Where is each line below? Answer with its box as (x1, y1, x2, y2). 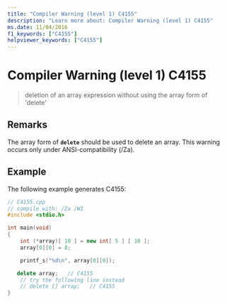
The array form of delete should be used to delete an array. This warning (7, 138, 221, 146)
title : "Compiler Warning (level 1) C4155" (7, 10, 138, 18)
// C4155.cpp (7, 198, 46, 206)
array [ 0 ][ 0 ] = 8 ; (20, 244, 71, 251)
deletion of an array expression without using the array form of (24, 91, 208, 99)
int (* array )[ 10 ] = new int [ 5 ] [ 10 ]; (20, 238, 151, 245)
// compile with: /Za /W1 (7, 205, 83, 212)
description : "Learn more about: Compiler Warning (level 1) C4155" (7, 17, 214, 24)
